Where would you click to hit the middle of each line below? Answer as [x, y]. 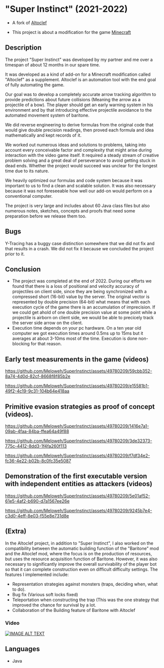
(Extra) [16, 531]
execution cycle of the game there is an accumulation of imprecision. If [84, 307]
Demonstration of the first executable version [76, 476]
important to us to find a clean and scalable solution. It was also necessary [80, 185]
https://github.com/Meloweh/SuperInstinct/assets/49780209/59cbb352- [79, 371]
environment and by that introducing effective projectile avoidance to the [79, 110]
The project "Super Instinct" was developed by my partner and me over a [79, 60]
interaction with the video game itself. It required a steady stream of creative [82, 155]
